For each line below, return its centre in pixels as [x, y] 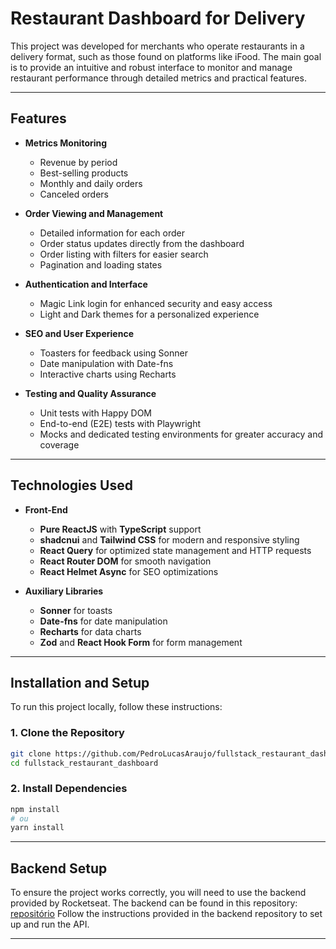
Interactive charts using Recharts [108, 374]
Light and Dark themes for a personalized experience [149, 314]
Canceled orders [74, 194]
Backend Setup [59, 868]
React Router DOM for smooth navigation [125, 561]
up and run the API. [50, 924]
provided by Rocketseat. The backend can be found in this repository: [154, 903]
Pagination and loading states [101, 264]
